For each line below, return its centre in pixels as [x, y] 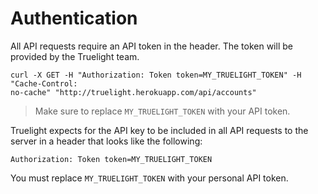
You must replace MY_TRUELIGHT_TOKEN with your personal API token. [149, 178]
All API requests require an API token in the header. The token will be [151, 46]
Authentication [74, 18]
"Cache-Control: [44, 83]
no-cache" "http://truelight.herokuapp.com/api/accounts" [133, 92]
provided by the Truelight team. [75, 56]
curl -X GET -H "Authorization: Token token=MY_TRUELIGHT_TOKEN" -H [156, 75]
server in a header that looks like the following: [106, 141]
